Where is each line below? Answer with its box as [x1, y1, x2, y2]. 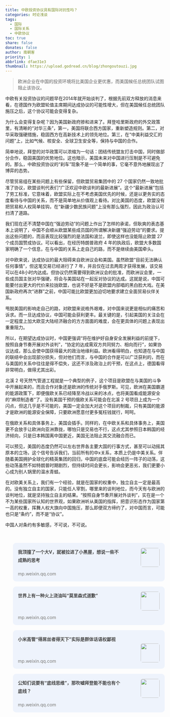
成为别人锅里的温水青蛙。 [9, 469, 63, 475]
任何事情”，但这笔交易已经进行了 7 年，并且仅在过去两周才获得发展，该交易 [5, 263, 163, 269]
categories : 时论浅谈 [5, 12, 48, 17]
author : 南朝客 [5, 50, 35, 55]
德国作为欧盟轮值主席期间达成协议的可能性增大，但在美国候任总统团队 [18, 102, 165, 108]
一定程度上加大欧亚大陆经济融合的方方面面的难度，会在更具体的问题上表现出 [5, 318, 165, 324]
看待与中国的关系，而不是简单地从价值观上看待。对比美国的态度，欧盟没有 [9, 197, 165, 203]
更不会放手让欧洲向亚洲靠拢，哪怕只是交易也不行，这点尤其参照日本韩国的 [5, 426, 160, 433]
